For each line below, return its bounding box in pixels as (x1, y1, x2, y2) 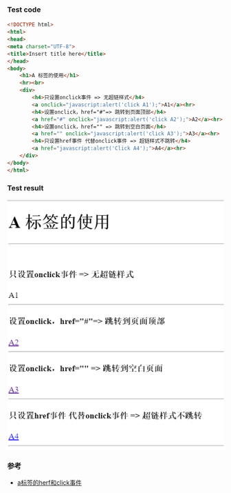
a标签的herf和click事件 (16, 478, 82, 487)
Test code (7, 5, 41, 14)
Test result (7, 183, 44, 192)
